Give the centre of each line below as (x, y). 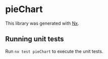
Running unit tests (35, 39)
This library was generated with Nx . (42, 23)
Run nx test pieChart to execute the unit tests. (54, 51)
